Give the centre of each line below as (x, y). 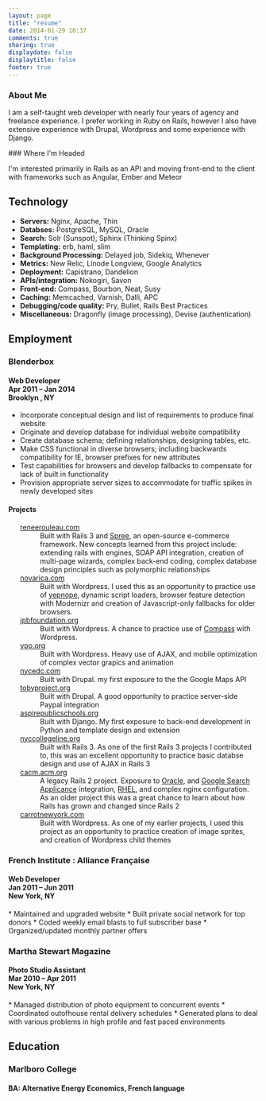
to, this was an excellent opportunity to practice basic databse (141, 755)
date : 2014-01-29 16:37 (48, 30)
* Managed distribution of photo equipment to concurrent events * (117, 1004)
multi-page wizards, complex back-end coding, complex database (148, 560)
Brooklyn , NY (31, 397)
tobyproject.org (45, 688)
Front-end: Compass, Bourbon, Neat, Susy (90, 289)
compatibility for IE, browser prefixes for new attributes (110, 457)
